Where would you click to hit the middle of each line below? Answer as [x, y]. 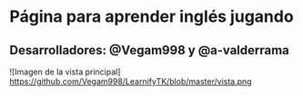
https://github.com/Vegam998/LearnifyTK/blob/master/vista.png [131, 82]
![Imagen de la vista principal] [65, 72]
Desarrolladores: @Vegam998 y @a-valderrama [149, 50]
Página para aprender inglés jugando [151, 17]
